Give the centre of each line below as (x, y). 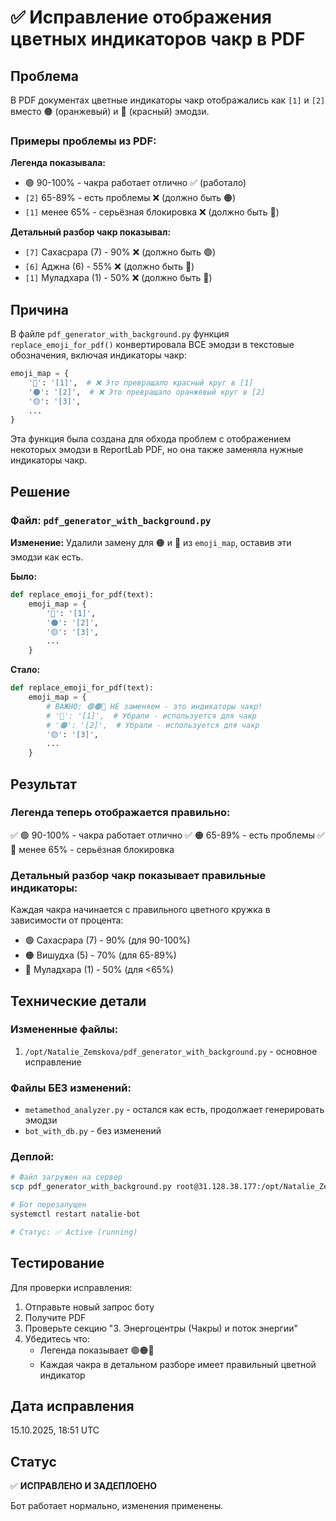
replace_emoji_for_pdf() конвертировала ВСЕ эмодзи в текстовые (152, 345)
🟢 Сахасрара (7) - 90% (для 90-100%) (107, 940)
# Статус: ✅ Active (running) (74, 1232)
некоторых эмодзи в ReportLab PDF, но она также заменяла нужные (157, 450)
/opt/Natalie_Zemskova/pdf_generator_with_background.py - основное (171, 1051)
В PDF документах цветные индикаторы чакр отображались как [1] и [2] (168, 100)
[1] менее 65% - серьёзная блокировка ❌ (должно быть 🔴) (152, 212)
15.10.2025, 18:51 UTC (55, 1430)
